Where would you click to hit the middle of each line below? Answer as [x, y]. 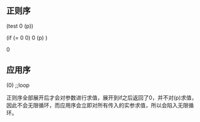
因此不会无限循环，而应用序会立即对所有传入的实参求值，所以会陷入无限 [97, 105]
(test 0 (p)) [20, 25]
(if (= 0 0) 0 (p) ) [27, 38]
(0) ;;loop [18, 85]
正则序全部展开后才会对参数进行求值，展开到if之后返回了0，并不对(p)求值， [102, 97]
